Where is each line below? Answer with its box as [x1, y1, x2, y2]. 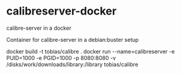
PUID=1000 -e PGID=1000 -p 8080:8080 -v [6, 54, 116, 61]
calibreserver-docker [6, 4, 117, 18]
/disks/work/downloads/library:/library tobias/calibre [6, 61, 138, 68]
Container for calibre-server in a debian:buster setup [6, 36, 139, 43]
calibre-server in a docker [6, 24, 72, 32]
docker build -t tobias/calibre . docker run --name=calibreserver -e [6, 47, 175, 55]
